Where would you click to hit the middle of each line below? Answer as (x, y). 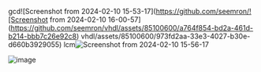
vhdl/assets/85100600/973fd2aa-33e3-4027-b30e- (166, 36)
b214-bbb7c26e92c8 (43, 36)
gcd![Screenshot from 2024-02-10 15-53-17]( (82, 11)
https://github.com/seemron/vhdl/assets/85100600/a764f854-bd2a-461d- (132, 28)
